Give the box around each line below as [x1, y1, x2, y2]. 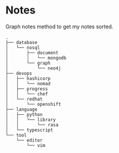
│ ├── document [5, 49, 59, 56]
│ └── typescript [5, 127, 54, 133]
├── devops [5, 70, 32, 76]
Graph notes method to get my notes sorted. [5, 23, 114, 30]
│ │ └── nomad [5, 81, 51, 87]
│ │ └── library [5, 117, 57, 122]
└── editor [16, 137, 43, 143]
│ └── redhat [5, 96, 43, 102]
